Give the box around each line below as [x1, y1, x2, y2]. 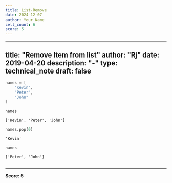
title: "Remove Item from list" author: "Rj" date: [5, 50, 160, 59]
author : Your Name [5, 17, 45, 22]
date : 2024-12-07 [5, 12, 42, 17]
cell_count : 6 [5, 22, 36, 27]
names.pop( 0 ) [5, 127, 33, 132]
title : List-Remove [5, 7, 47, 13]
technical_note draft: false [5, 66, 91, 75]
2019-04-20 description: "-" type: [5, 59, 118, 67]
